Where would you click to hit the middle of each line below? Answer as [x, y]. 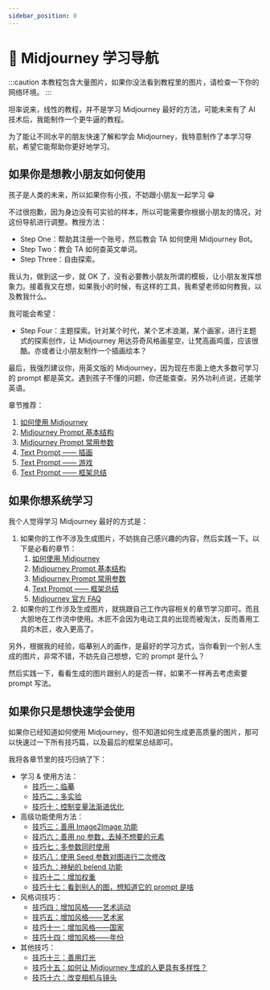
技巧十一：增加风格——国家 [78, 927]
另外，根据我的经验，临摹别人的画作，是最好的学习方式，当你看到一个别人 [131, 646]
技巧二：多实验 [57, 796]
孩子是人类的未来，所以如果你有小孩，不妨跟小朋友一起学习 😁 [112, 195]
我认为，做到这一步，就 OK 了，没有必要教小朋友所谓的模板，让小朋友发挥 [131, 276]
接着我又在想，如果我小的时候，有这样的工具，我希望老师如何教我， [142, 287]
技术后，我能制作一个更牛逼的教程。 [68, 119]
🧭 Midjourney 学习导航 [84, 58]
